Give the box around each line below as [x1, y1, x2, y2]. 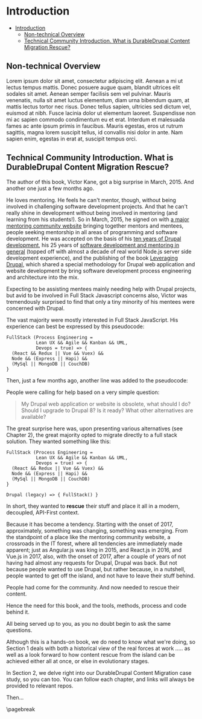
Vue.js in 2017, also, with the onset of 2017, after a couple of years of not [6, 553, 186, 560]
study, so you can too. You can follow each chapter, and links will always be [6, 675, 195, 683]
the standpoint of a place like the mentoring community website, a [6, 533, 171, 540]
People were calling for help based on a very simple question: [6, 389, 160, 396]
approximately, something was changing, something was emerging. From [6, 527, 188, 534]
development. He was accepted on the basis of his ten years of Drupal [6, 235, 181, 242]
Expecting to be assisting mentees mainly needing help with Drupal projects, [6, 285, 197, 292]
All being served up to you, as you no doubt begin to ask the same [6, 620, 171, 627]
